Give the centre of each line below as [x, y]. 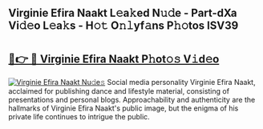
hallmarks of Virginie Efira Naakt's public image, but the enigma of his [123, 108]
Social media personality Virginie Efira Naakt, [181, 82]
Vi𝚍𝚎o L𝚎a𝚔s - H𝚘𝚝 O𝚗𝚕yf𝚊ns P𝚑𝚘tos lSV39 [123, 26]
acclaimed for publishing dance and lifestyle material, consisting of [119, 91]
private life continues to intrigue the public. [79, 117]
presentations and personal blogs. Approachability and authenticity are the [132, 100]
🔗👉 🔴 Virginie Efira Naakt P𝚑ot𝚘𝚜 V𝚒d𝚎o [114, 59]
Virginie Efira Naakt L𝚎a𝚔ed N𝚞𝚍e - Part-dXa [123, 13]
